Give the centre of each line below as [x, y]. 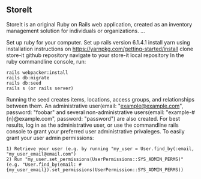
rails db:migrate [28, 77]
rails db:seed [24, 83]
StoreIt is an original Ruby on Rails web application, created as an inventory [99, 24]
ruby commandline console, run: [46, 61]
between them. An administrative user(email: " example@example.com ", [95, 106]
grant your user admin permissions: [50, 138]
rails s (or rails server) [40, 88]
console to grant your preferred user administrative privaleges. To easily [95, 131]
